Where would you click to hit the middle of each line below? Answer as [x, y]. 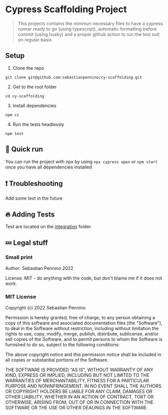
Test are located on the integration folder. [49, 227]
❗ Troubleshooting [34, 184]
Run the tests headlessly [38, 124]
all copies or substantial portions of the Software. [57, 360]
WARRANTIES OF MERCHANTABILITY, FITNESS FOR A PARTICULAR [77, 381]
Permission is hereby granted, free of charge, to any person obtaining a [80, 318]
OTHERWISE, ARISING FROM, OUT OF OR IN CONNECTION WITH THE [79, 402]
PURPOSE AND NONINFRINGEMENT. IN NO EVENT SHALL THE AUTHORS [83, 386]
